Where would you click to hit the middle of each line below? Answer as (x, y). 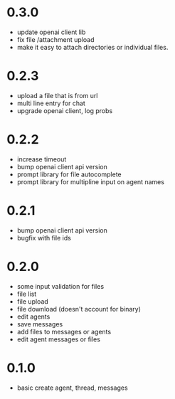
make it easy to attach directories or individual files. (92, 47)
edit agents (33, 316)
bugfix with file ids (44, 238)
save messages (40, 324)
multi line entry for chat (51, 103)
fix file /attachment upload (55, 39)
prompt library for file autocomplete (69, 174)
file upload (33, 301)
